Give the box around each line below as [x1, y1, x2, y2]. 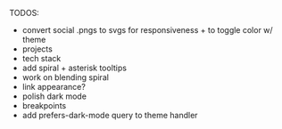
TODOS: [9, 8, 40, 18]
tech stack [21, 53, 62, 63]
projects [21, 44, 54, 54]
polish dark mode [21, 91, 87, 101]
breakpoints [21, 101, 67, 110]
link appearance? [21, 82, 87, 92]
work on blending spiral [21, 72, 110, 83]
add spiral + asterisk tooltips [21, 62, 128, 73]
